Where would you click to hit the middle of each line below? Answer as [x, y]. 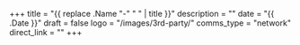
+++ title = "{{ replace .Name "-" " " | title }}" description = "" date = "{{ [142, 14]
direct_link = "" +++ [46, 32]
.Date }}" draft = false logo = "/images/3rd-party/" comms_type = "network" [150, 23]
